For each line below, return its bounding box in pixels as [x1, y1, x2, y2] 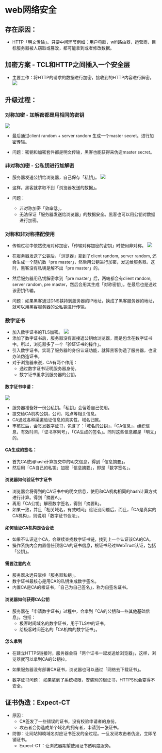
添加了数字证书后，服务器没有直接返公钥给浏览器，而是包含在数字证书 [12, 335, 153, 341]
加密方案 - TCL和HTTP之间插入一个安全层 [5, 61, 130, 69]
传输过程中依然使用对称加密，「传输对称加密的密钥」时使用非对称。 [12, 243, 146, 249]
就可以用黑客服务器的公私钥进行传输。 [12, 304, 89, 310]
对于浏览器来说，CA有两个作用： [12, 360, 78, 366]
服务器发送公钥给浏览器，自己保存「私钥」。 [12, 174, 99, 180]
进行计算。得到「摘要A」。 [12, 495, 65, 500]
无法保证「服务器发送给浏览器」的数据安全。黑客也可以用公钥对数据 [19, 211, 156, 217]
